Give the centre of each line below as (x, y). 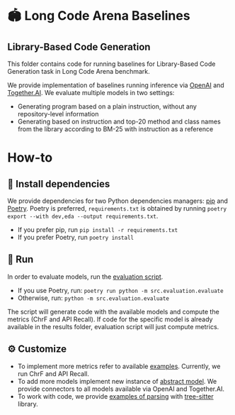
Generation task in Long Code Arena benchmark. (79, 71)
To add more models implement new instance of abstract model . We (117, 381)
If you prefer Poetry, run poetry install (76, 237)
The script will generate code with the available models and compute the (113, 311)
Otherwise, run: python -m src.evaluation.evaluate (93, 298)
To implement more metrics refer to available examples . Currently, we (119, 366)
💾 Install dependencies (59, 184)
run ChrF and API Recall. (53, 373)
